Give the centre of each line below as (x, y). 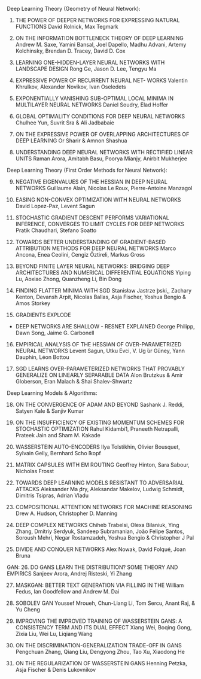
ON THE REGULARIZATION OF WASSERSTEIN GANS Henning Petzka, (101, 663)
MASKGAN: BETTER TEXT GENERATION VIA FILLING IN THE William (100, 585)
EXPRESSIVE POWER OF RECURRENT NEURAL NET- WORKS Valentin (101, 80)
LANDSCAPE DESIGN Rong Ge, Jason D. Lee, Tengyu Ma (86, 69)
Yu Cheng (28, 609)
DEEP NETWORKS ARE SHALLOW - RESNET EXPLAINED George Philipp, (105, 326)
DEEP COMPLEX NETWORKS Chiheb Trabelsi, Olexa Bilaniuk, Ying (97, 525)
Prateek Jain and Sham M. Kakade (58, 435)
